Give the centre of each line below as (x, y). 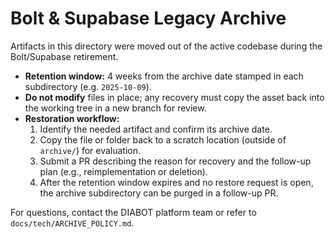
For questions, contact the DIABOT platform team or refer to (133, 212)
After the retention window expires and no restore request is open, (176, 182)
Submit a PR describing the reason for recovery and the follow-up (175, 161)
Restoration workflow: (72, 118)
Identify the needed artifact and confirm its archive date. (156, 129)
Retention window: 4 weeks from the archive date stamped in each (164, 76)
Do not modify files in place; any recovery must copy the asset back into (174, 97)
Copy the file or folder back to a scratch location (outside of (163, 139)
